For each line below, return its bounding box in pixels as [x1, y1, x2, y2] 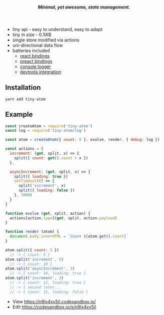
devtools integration [19, 69, 61, 75]
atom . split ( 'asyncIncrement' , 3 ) [5, 266, 75, 271]
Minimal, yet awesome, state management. [37, 4, 130, 10]
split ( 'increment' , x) [18, 183, 66, 188]
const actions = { [5, 146, 43, 151]
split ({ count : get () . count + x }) [14, 155, 88, 160]
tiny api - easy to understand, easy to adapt [12, 26, 102, 32]
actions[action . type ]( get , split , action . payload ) [9, 215, 117, 220]
